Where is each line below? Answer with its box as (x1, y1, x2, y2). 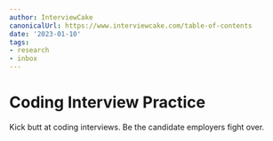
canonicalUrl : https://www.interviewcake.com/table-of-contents (9, 21, 253, 30)
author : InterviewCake (9, 12, 93, 22)
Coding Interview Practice (9, 92, 206, 113)
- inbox (9, 54, 38, 63)
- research (9, 46, 50, 55)
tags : (9, 37, 29, 47)
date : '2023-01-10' (9, 29, 82, 38)
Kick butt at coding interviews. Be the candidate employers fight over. (9, 121, 265, 132)
